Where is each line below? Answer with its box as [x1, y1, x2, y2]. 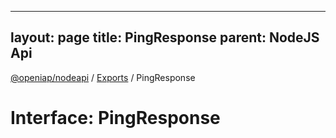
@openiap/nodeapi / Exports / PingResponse [10, 71, 196, 83]
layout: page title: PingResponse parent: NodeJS [10, 29, 320, 46]
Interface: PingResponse [10, 107, 221, 129]
